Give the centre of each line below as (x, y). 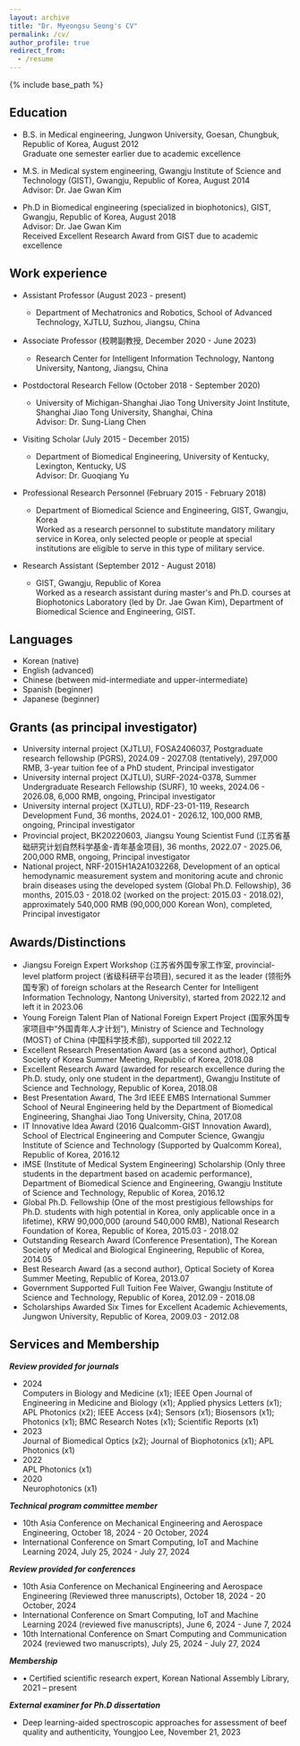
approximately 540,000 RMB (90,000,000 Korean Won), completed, (147, 905)
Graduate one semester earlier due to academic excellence (131, 153)
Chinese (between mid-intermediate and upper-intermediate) (135, 680)
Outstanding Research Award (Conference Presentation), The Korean (150, 1241)
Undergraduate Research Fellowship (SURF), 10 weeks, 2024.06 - (144, 787)
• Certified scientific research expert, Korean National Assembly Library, (156, 1678)
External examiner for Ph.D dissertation (85, 1705)
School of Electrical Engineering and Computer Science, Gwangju (143, 1136)
